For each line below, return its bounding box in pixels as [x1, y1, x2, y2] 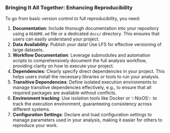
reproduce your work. [12, 122, 58, 128]
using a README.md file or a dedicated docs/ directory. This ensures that [12, 31, 160, 37]
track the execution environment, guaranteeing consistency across [12, 101, 152, 107]
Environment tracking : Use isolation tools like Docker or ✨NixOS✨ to [12, 95, 157, 101]
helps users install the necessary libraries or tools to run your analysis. [12, 74, 160, 80]
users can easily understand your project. [12, 36, 100, 42]
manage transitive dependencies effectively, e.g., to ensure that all [12, 84, 152, 91]
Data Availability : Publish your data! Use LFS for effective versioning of [12, 41, 162, 48]
